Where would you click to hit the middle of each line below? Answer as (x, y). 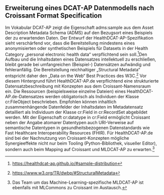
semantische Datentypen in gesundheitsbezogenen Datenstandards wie (77, 128)
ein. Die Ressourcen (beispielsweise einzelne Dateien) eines (65, 91)
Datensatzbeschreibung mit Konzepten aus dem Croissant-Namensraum (78, 86)
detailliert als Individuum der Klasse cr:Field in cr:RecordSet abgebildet (76, 112)
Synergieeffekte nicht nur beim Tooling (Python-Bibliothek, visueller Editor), (81, 143)
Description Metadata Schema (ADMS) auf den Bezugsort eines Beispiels (79, 32)
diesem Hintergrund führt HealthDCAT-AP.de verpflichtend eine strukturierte (82, 81)
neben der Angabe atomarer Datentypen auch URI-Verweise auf (70, 123)
